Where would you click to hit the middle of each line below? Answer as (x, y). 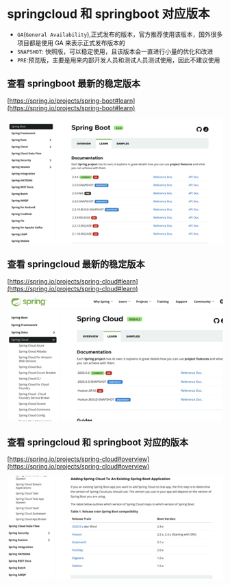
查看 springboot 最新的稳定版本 (74, 84)
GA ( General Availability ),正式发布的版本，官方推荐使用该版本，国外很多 (120, 34)
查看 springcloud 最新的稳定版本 (76, 264)
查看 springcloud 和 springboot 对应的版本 (98, 442)
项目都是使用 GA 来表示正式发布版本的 (71, 42)
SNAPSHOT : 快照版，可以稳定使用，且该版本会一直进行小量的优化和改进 (115, 51)
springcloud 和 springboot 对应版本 (108, 14)
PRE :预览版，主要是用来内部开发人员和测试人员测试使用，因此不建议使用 (118, 60)
